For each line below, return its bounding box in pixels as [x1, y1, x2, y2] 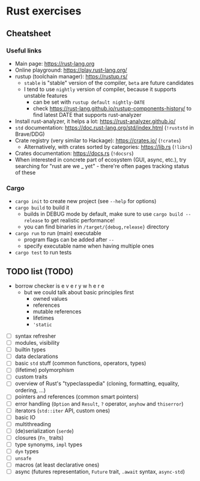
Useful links [6, 46, 42, 55]
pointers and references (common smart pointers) [14, 393, 139, 400]
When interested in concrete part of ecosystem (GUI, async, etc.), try [14, 156, 187, 163]
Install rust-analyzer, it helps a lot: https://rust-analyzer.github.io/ [14, 118, 176, 125]
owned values [32, 295, 68, 302]
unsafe [14, 456, 32, 462]
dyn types [14, 447, 39, 454]
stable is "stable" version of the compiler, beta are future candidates [23, 79, 194, 86]
